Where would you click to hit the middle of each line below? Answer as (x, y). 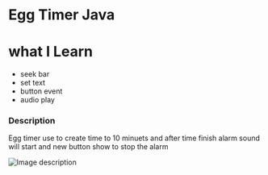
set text (33, 83)
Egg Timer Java (62, 15)
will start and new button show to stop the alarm (88, 147)
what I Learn (50, 52)
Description (32, 121)
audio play (37, 100)
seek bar (35, 74)
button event (41, 91)
